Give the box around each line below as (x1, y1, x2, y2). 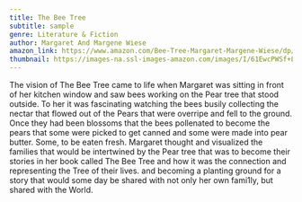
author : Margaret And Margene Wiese (9, 38, 147, 48)
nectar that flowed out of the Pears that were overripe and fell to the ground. (9, 109, 293, 119)
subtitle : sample (9, 22, 75, 31)
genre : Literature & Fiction (9, 30, 119, 39)
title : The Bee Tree (9, 13, 87, 22)
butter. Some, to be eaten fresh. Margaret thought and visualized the (9, 136, 263, 147)
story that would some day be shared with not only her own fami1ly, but (9, 175, 274, 185)
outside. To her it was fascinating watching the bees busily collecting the (9, 99, 280, 109)
